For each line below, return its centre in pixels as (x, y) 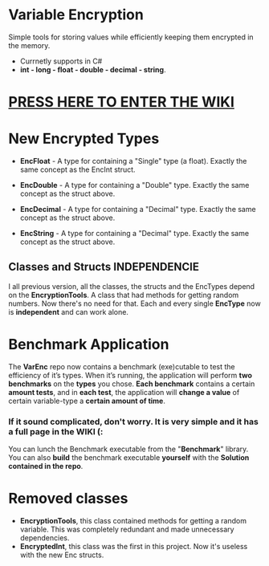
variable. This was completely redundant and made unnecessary (127, 529)
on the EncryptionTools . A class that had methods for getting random (124, 295)
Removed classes (68, 499)
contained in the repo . (46, 466)
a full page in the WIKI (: (56, 431)
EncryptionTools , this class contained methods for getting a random (133, 521)
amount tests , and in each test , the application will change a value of (124, 392)
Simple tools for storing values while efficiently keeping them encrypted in (131, 37)
